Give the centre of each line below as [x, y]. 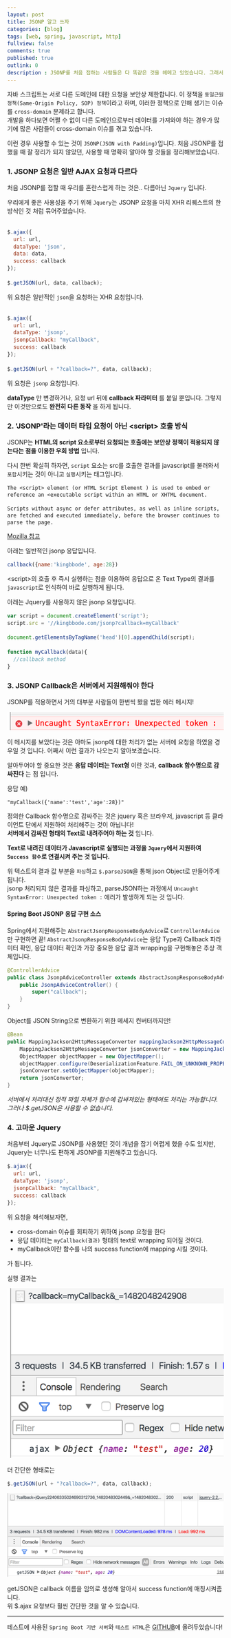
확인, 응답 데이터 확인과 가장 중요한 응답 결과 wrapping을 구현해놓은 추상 [117, 948]
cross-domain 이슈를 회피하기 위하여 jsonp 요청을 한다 [91, 1231]
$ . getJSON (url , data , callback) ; [55, 283]
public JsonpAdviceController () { [69, 985]
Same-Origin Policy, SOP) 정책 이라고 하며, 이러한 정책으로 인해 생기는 [115, 103]
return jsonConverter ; [52, 1078]
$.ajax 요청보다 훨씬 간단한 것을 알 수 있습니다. [77, 1606]
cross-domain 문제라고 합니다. [55, 111]
